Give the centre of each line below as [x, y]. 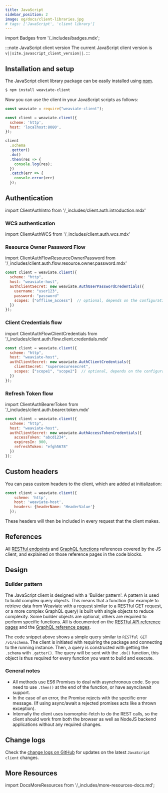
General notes [23, 671]
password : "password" [36, 296]
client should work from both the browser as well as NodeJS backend [84, 719]
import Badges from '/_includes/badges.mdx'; [52, 38]
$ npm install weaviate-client [38, 90]
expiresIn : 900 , [31, 442]
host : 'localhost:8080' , [35, 127]
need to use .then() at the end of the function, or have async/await [82, 687]
